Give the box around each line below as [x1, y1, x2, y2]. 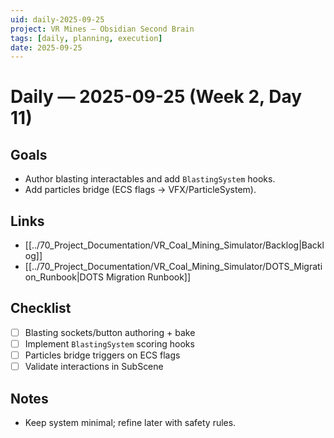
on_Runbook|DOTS [24, 271, 104, 283]
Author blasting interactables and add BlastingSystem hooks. [24, 173, 276, 185]
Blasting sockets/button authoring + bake [24, 326, 196, 338]
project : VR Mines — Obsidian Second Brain [10, 24, 195, 34]
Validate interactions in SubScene [24, 361, 164, 373]
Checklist [10, 300, 72, 317]
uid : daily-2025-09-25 [10, 14, 105, 25]
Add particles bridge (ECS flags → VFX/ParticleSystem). [24, 184, 257, 196]
